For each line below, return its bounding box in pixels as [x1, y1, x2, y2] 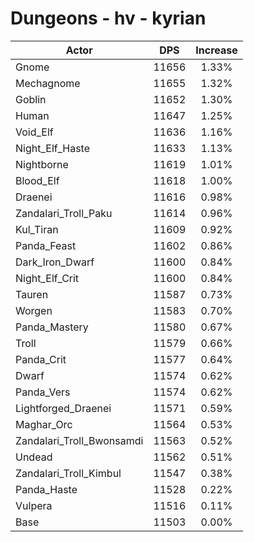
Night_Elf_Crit [15, 271, 80, 285]
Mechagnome [15, 76, 81, 90]
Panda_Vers [15, 385, 71, 399]
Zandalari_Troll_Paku [15, 206, 113, 220]
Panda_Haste [15, 482, 78, 496]
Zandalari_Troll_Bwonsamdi [15, 433, 144, 447]
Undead [15, 450, 53, 464]
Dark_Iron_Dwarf [15, 255, 95, 269]
